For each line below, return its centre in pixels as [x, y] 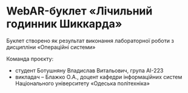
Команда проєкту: [30, 59]
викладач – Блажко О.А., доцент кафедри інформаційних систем [99, 77]
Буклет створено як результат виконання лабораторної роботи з [90, 40]
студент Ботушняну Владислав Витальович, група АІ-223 [89, 70]
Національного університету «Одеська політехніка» [82, 83]
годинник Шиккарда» [64, 24]
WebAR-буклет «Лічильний [79, 11]
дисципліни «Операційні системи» [51, 47]
